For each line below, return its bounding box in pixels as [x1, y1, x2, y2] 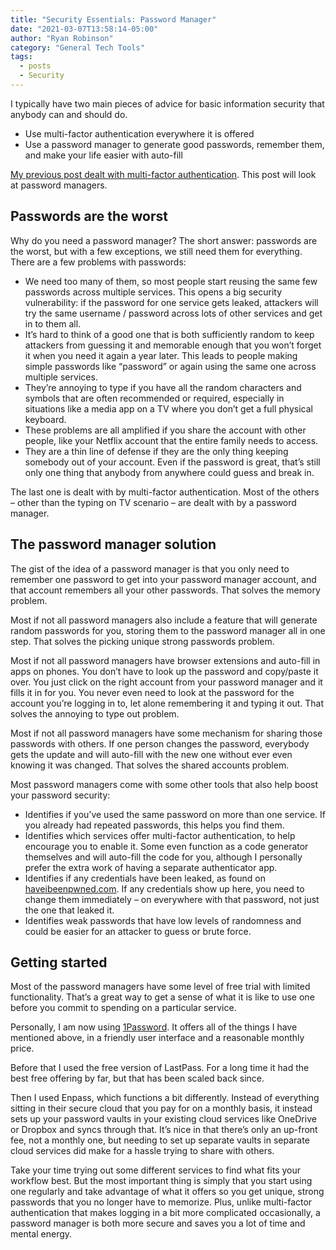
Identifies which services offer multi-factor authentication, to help [24, 829, 296, 841]
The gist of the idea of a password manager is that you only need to [10, 562, 290, 575]
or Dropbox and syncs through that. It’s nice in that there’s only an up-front [10, 1124, 318, 1136]
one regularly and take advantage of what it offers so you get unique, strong [10, 1186, 325, 1198]
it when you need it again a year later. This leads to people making [24, 349, 298, 361]
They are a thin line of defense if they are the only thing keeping [24, 445, 289, 457]
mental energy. [10, 1228, 73, 1240]
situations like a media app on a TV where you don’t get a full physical [24, 402, 313, 415]
